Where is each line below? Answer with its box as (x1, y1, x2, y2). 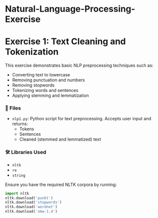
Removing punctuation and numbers (12, 77, 85, 83)
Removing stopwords (12, 82, 55, 88)
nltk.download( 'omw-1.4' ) (5, 209, 57, 214)
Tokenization (5, 46, 59, 57)
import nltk (5, 191, 29, 196)
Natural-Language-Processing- (5, 3, 135, 15)
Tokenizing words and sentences (12, 88, 79, 93)
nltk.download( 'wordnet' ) (5, 204, 57, 210)
